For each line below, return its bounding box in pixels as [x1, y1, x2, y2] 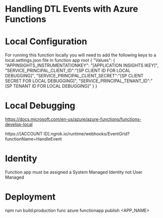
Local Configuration [5, 36, 88, 47]
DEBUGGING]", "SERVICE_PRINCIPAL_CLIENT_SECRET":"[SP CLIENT [5, 73, 144, 79]
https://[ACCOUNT [5, 131, 43, 137]
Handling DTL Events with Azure [5, 3, 138, 15]
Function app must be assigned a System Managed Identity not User [5, 169, 143, 175]
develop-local [5, 122, 33, 127]
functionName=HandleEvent [5, 136, 62, 142]
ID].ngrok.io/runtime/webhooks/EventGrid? [43, 131, 130, 137]
